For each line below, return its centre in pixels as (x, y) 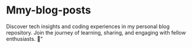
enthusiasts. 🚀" (25, 39)
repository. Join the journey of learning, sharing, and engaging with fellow (96, 32)
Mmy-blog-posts (49, 10)
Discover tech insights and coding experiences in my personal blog (88, 26)
